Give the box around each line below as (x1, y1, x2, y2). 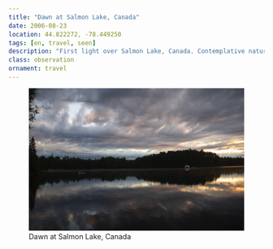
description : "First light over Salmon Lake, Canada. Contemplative (8, 47, 245, 56)
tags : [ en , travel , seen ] (8, 39, 96, 47)
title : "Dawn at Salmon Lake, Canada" (8, 13, 140, 21)
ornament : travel (8, 65, 67, 73)
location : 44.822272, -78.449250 (8, 30, 122, 38)
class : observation (8, 56, 75, 64)
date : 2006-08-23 (8, 21, 67, 30)
